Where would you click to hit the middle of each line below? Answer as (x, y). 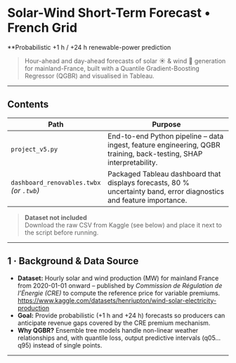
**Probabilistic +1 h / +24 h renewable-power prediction (89, 47)
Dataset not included (55, 217)
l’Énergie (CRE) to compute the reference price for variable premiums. (119, 293)
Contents (28, 104)
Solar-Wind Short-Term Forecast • (109, 13)
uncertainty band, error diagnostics (166, 191)
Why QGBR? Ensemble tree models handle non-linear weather (108, 330)
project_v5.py (34, 149)
